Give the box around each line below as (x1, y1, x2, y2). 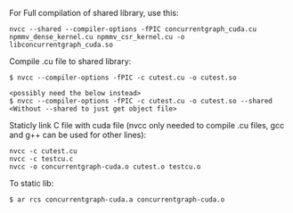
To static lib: (9, 178, 54, 188)
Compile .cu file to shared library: (9, 56, 132, 66)
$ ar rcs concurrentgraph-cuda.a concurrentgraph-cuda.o (9, 195, 225, 204)
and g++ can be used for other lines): (9, 129, 147, 140)
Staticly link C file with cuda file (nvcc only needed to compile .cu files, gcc (9, 120, 285, 130)
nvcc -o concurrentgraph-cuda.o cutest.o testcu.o (9, 162, 201, 171)
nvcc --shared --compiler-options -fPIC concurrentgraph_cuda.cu (9, 25, 256, 34)
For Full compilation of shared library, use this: (9, 8, 179, 18)
